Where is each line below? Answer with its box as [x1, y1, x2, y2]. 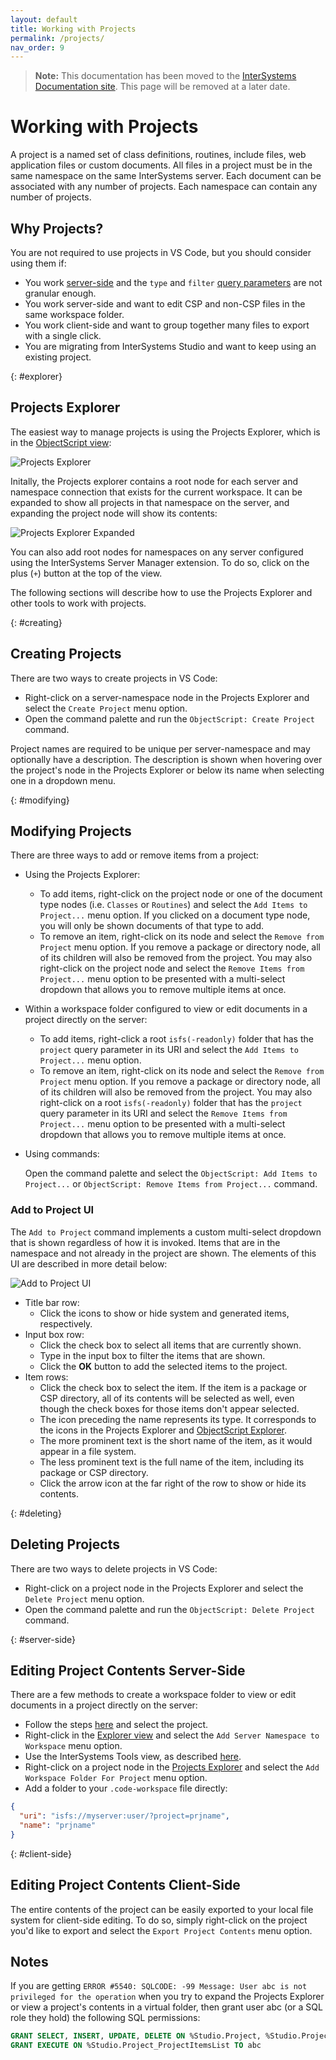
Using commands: [24, 1148, 100, 1160]
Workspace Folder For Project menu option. [24, 1772, 208, 1784]
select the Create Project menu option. [24, 702, 188, 714]
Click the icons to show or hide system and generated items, [39, 1307, 290, 1319]
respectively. [39, 1317, 93, 1330]
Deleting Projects [10, 1536, 120, 1553]
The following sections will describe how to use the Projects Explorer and [10, 586, 313, 598]
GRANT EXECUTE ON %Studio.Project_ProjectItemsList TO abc [10, 2041, 262, 2051]
